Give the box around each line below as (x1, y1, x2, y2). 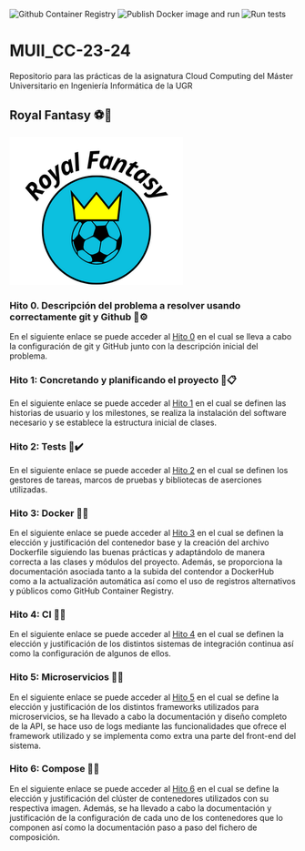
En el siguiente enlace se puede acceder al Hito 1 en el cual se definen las (9, 398, 287, 409)
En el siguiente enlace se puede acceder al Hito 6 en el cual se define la (9, 783, 280, 794)
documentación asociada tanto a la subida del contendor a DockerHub (9, 565, 275, 577)
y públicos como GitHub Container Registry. (9, 585, 175, 596)
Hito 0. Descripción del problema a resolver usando (9, 299, 241, 311)
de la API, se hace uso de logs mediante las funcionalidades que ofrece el (9, 720, 287, 732)
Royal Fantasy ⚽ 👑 (9, 107, 112, 123)
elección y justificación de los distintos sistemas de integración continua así (9, 638, 294, 650)
